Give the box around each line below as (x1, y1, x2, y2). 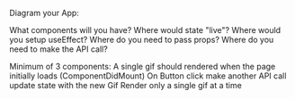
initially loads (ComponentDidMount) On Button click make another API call (9, 70, 287, 81)
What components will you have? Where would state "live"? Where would (9, 25, 282, 35)
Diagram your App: (9, 8, 79, 18)
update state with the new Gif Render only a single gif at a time (9, 80, 243, 90)
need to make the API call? (9, 44, 108, 54)
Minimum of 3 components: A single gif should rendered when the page (9, 62, 276, 71)
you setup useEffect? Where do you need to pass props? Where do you (9, 35, 274, 45)
